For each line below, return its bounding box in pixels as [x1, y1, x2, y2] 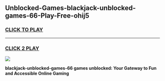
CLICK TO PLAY [5, 27, 43, 33]
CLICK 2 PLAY [5, 45, 39, 52]
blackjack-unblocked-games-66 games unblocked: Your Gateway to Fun [5, 65, 157, 71]
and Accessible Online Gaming [5, 70, 69, 76]
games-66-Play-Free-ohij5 [5, 12, 89, 20]
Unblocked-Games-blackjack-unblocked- [5, 4, 136, 12]
